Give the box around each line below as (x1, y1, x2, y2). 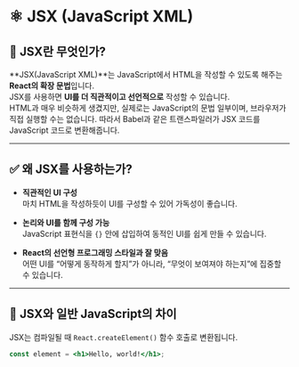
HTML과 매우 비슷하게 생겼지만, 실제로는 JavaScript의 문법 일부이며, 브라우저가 (9, 102, 287, 113)
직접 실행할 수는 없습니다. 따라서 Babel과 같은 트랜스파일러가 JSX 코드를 (9, 114, 261, 124)
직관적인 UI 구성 (21, 187, 77, 198)
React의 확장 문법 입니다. (9, 80, 95, 91)
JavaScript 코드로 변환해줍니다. (9, 125, 120, 135)
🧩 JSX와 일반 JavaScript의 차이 (9, 306, 177, 322)
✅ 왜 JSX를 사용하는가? (9, 162, 133, 177)
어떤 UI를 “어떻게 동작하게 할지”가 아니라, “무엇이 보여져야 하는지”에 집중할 (21, 258, 282, 269)
